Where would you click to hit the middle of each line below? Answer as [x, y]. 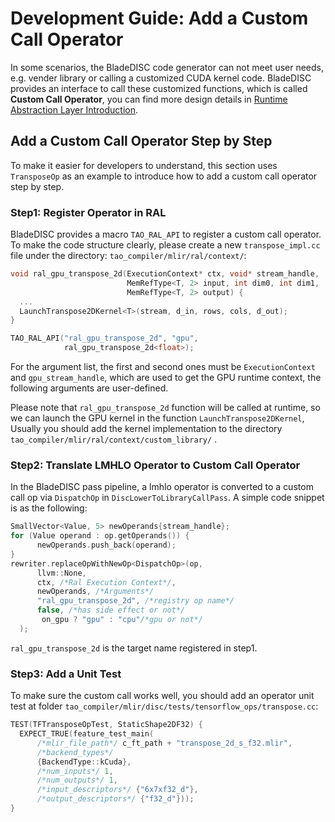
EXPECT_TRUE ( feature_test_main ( [87, 734]
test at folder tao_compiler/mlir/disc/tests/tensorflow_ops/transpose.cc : [164, 706]
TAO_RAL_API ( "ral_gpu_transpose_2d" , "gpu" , [104, 338]
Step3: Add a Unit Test [66, 674]
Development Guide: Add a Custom [159, 18]
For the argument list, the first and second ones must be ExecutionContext [163, 367]
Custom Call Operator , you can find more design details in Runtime [149, 99]
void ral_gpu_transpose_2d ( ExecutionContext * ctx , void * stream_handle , [165, 274]
